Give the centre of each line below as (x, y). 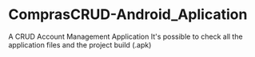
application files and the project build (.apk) (80, 44)
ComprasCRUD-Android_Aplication (128, 15)
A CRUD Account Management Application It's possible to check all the (126, 36)
